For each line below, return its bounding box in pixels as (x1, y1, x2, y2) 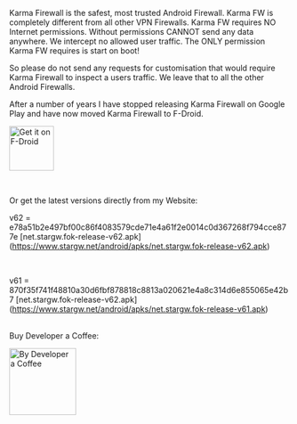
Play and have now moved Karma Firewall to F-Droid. (9, 109, 204, 118)
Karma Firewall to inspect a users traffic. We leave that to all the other (9, 72, 265, 83)
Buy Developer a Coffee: (9, 330, 100, 341)
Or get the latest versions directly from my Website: (9, 195, 198, 206)
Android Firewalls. (9, 82, 76, 92)
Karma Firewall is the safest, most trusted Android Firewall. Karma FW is (9, 8, 274, 18)
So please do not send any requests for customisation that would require (9, 62, 276, 73)
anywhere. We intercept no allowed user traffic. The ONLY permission (9, 36, 266, 46)
